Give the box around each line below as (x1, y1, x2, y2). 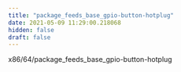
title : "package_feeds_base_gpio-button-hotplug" (8, 11, 175, 20)
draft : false (8, 33, 51, 41)
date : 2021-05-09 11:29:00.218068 (8, 19, 122, 27)
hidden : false (8, 26, 55, 34)
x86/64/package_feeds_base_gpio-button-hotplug (8, 55, 172, 64)
